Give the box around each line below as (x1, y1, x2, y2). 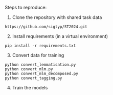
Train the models (12, 85, 48, 90)
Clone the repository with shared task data (12, 14, 102, 20)
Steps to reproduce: (5, 5, 47, 10)
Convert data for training (12, 52, 64, 58)
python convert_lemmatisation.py (5, 62, 76, 67)
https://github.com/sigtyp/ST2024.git (5, 24, 87, 29)
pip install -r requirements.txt (5, 43, 76, 48)
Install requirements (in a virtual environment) (12, 33, 108, 39)
